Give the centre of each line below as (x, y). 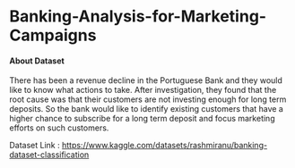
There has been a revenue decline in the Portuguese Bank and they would (146, 80)
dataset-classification (49, 155)
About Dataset (37, 61)
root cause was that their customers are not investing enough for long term (148, 99)
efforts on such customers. (59, 128)
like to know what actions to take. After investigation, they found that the (143, 90)
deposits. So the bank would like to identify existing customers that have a (147, 109)
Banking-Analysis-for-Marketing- (138, 17)
